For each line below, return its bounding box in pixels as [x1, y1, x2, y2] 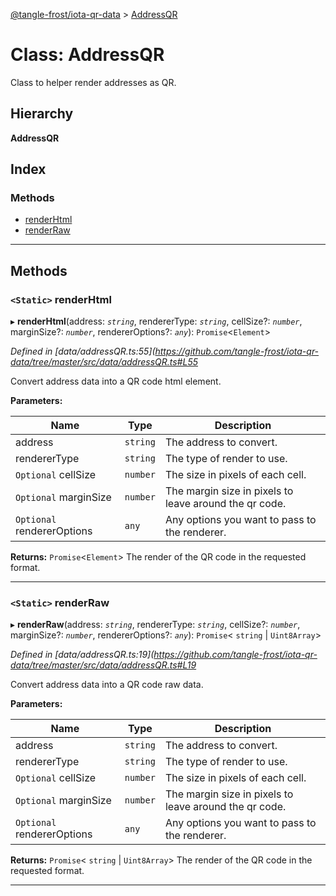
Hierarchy [10, 105, 74, 123]
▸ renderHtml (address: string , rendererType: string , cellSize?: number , [10, 315, 303, 328]
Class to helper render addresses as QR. [10, 76, 177, 88]
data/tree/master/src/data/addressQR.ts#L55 [10, 356, 198, 368]
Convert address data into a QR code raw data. [10, 679, 204, 691]
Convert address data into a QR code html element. [10, 375, 222, 388]
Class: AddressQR [10, 44, 165, 66]
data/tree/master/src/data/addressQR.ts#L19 [10, 659, 197, 671]
